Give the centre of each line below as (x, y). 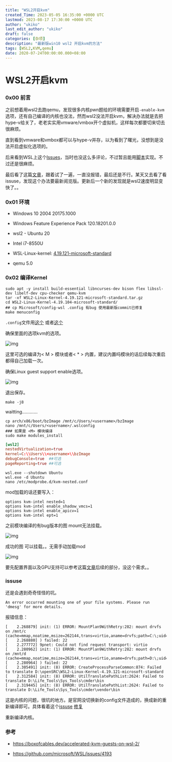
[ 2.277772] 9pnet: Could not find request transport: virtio (76, 645)
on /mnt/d (16, 654)
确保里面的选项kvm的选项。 (35, 333)
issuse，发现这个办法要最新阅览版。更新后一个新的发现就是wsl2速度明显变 (84, 181)
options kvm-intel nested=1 (35, 502)
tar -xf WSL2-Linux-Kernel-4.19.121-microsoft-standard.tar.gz (74, 298)
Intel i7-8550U (28, 243)
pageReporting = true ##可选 (33, 464)
